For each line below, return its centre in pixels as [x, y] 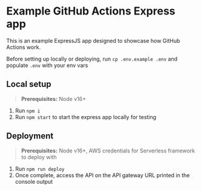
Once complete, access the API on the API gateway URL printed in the [102, 175]
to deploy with [39, 157]
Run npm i [28, 111]
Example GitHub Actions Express [91, 11]
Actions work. [24, 47]
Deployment [30, 136]
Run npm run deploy [40, 169]
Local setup [29, 84]
